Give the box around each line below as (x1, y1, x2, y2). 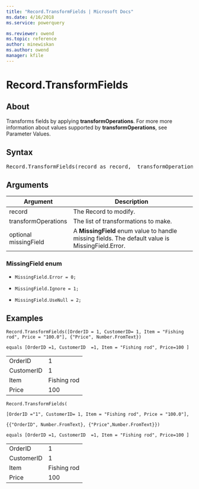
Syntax (6, 147, 33, 157)
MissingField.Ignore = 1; (14, 286, 79, 292)
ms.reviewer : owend (6, 30, 54, 36)
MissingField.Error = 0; (14, 274, 76, 280)
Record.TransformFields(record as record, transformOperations (6, 163, 197, 170)
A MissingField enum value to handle (73, 227, 178, 235)
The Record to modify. (73, 207, 136, 216)
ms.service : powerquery (6, 20, 65, 26)
